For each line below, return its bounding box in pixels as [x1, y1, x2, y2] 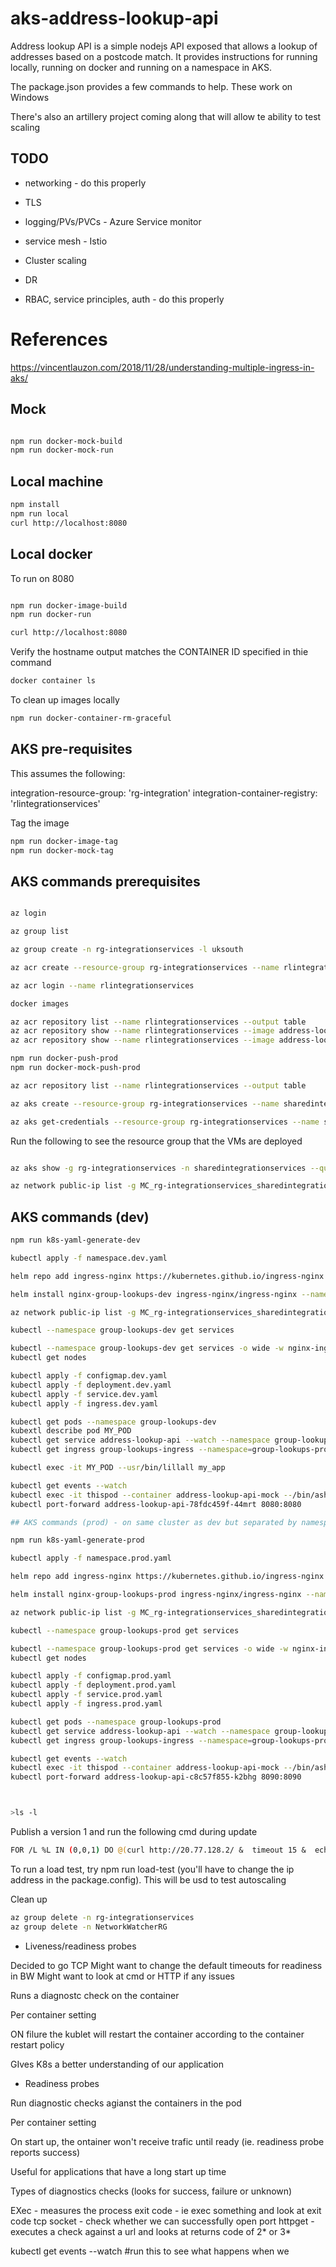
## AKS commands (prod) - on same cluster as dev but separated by [10, 1517, 298, 1527]
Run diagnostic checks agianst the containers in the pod [10, 2097, 242, 2109]
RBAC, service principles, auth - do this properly [24, 293, 225, 305]
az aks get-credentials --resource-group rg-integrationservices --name [10, 1117, 320, 1127]
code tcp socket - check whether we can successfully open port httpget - [10, 2215, 315, 2227]
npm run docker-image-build [10, 600, 128, 611]
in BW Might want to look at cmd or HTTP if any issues [10, 1970, 235, 1982]
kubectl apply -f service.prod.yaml [10, 1690, 163, 1700]
